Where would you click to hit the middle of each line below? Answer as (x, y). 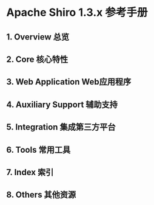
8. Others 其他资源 (41, 195)
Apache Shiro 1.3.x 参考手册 (77, 12)
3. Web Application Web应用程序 (69, 82)
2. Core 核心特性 (37, 59)
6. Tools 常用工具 (38, 150)
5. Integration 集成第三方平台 (61, 127)
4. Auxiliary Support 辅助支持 (62, 104)
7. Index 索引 (30, 172)
